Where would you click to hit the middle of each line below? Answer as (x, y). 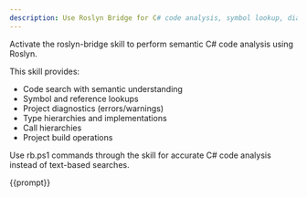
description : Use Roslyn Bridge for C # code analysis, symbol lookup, (147, 18)
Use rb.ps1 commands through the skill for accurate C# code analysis (140, 155)
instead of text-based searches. (69, 164)
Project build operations (68, 137)
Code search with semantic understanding (102, 88)
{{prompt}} (30, 182)
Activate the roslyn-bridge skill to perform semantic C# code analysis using (152, 44)
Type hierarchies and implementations (95, 118)
